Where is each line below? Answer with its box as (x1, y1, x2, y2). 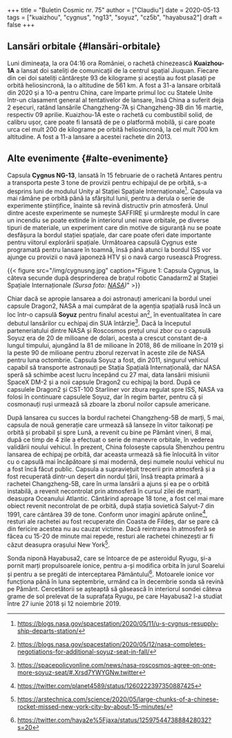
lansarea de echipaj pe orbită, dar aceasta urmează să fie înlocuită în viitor (7, 450, 220, 458)
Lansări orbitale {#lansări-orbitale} (7, 41, 161, 53)
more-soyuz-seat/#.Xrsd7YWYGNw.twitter (17, 668, 139, 676)
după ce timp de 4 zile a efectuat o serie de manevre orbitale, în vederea (7, 435, 214, 444)
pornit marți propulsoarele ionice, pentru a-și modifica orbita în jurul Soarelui (7, 561, 225, 570)
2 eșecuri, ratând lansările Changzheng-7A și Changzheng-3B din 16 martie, (7, 103, 224, 111)
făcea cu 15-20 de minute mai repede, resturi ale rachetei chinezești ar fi (7, 532, 214, 541)
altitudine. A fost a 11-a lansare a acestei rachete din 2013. (7, 132, 173, 141)
